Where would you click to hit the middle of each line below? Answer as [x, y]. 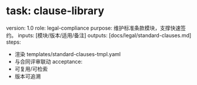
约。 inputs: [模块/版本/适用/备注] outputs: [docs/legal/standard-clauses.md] [99, 35]
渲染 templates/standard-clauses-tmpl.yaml [68, 54]
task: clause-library [55, 11]
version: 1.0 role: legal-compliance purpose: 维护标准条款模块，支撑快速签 [96, 28]
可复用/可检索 [31, 68]
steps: [14, 42]
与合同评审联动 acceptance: [49, 61]
